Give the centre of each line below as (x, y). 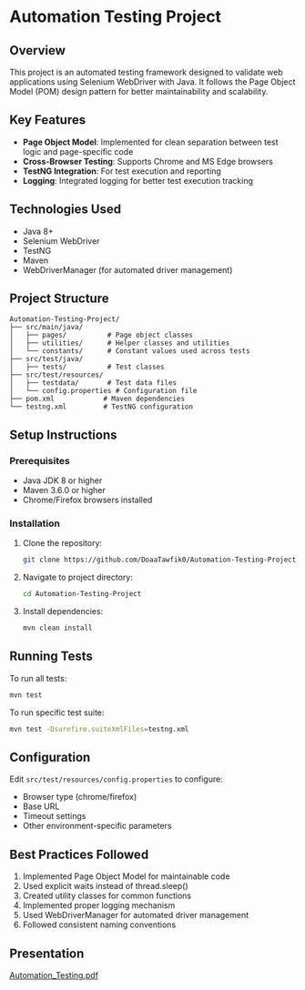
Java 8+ (38, 231)
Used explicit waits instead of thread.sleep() (105, 886)
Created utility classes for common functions (107, 896)
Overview (38, 51)
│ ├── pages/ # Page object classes (102, 335)
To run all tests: (38, 678)
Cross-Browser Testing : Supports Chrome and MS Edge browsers (147, 161)
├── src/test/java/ (46, 359)
